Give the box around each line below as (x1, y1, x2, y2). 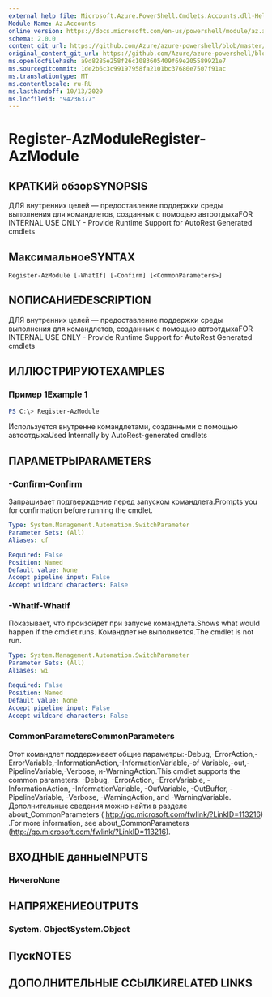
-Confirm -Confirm (8, 478, 83, 489)
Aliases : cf (8, 536, 49, 544)
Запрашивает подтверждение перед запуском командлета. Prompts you (8, 496, 257, 507)
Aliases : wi (8, 667, 49, 675)
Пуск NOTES (8, 948, 72, 962)
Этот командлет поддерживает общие (8, 749, 142, 758)
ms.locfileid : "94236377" (8, 95, 96, 103)
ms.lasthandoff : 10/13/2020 (8, 87, 104, 96)
